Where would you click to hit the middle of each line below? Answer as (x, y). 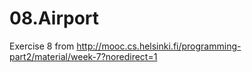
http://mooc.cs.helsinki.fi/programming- (159, 46)
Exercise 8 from (42, 46)
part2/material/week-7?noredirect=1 (83, 56)
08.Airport (54, 18)
